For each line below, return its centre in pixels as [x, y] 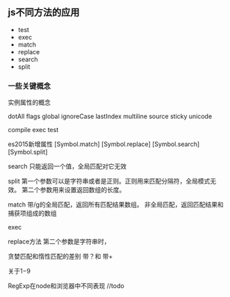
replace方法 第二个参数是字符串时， [59, 241]
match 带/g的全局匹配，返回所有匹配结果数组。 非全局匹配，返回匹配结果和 [116, 204]
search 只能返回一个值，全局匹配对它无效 [67, 166]
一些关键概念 [30, 86]
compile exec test [33, 130]
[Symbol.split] [28, 152]
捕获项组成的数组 [32, 214]
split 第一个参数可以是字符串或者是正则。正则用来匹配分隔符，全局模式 [109, 181]
